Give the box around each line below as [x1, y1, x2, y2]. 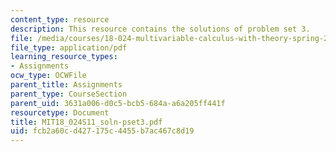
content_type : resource [10, 14, 110, 25]
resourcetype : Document [10, 107, 110, 118]
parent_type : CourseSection [10, 89, 128, 99]
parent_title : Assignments [10, 80, 123, 90]
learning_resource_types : [10, 52, 118, 62]
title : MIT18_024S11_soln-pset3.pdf [10, 117, 163, 127]
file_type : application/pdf [10, 42, 128, 53]
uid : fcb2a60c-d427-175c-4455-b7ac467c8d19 [10, 126, 195, 136]
